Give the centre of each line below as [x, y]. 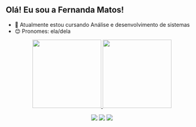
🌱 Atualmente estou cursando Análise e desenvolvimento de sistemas [102, 24]
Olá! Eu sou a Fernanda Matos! [65, 10]
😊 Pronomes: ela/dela [42, 31]
